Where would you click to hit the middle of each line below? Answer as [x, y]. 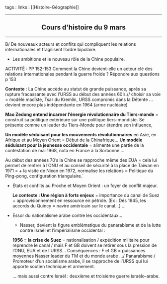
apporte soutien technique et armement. [54, 266]
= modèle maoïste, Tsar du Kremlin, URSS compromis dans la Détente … [79, 99]
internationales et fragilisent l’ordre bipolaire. [51, 49]
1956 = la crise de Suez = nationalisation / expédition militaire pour [81, 240]
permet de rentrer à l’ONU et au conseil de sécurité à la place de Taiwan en [82, 165]
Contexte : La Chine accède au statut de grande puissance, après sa [76, 89]
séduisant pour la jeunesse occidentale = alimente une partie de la [75, 145]
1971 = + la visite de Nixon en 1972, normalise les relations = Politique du [79, 171]
